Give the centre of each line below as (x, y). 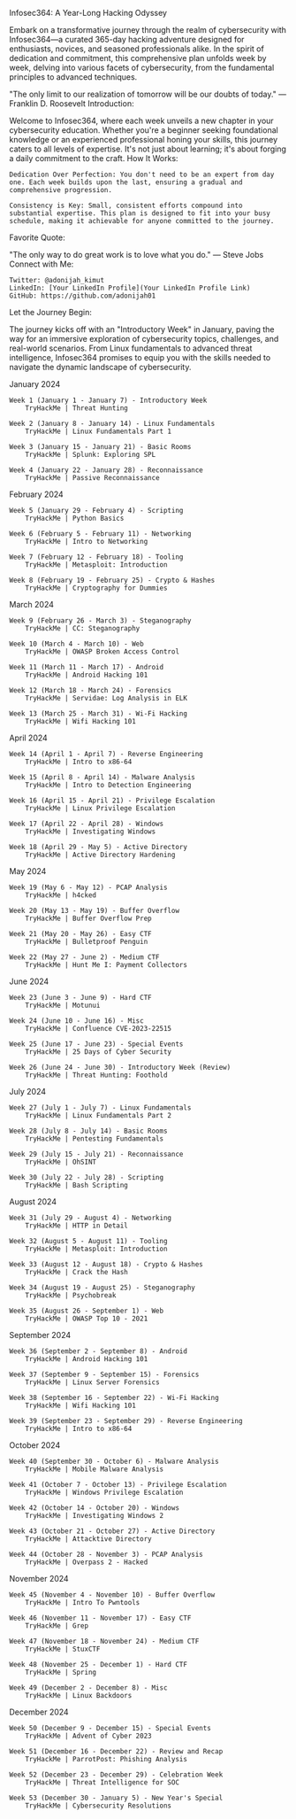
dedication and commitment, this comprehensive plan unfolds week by (138, 58)
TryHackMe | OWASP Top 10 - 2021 (87, 1319)
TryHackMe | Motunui (63, 1005)
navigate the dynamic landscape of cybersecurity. (100, 367)
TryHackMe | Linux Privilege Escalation (100, 809)
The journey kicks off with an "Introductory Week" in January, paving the (142, 329)
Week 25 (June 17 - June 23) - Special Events (96, 1044)
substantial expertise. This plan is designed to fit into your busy (140, 213)
